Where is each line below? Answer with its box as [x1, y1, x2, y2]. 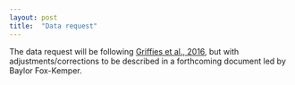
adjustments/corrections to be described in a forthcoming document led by [9, 55, 286, 66]
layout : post [9, 13, 58, 22]
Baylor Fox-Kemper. [9, 64, 82, 76]
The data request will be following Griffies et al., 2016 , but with [9, 46, 240, 56]
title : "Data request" [9, 21, 98, 30]
